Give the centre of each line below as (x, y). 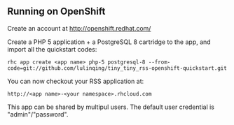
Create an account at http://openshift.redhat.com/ (79, 28)
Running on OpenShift (56, 12)
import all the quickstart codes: (52, 49)
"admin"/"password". (38, 114)
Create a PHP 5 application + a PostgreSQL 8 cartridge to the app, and (109, 42)
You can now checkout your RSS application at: (76, 81)
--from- (159, 62)
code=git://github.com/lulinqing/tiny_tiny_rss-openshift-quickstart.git (117, 68)
